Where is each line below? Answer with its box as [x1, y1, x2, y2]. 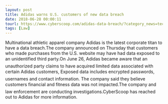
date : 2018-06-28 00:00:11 [5, 16, 61, 21]
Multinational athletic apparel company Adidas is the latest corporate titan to [5, 39, 162, 45]
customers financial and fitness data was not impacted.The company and [5, 81, 156, 87]
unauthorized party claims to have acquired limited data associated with [5, 63, 153, 69]
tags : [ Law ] [5, 26, 30, 31]
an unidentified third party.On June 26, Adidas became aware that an [5, 56, 147, 62]
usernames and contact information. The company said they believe [5, 76, 145, 82]
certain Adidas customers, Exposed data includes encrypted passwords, [5, 68, 155, 75]
